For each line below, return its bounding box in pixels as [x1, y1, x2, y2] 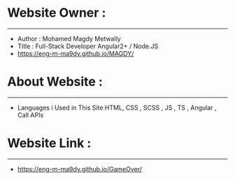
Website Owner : [7, 5, 106, 21]
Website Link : [7, 135, 92, 151]
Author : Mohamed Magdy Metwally [17, 34, 121, 43]
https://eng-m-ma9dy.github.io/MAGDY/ [17, 49, 134, 57]
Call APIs [17, 110, 44, 119]
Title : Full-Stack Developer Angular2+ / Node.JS [17, 42, 159, 50]
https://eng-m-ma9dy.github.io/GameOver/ [17, 165, 142, 173]
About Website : [7, 74, 103, 90]
